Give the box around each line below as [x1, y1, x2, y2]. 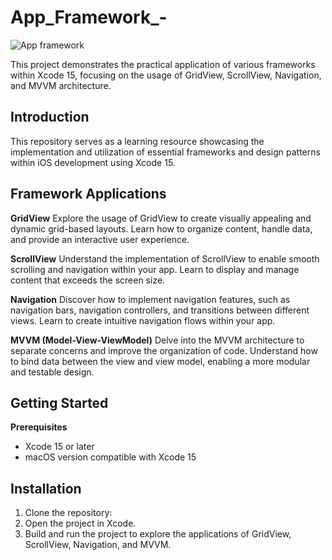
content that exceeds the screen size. [10, 274, 166, 286]
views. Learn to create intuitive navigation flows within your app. [10, 314, 276, 326]
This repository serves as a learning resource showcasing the [10, 135, 265, 147]
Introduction [10, 109, 90, 126]
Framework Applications [10, 186, 167, 203]
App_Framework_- [10, 6, 168, 29]
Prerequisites [10, 421, 68, 433]
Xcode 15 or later [24, 441, 95, 453]
